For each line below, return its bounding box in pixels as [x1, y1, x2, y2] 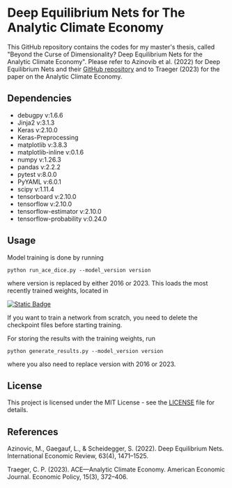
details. [7, 406, 29, 414]
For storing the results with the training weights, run [7, 334, 155, 343]
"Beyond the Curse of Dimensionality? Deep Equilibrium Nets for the [7, 50, 203, 58]
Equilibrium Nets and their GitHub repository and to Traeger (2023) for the [7, 65, 220, 73]
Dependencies [7, 93, 72, 104]
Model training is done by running [7, 253, 105, 262]
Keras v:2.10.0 [17, 125, 58, 134]
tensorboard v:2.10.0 [17, 192, 77, 200]
